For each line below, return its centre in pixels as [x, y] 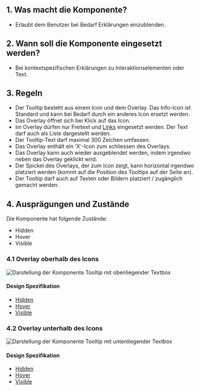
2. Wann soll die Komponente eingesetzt [84, 44]
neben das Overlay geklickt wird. [56, 159]
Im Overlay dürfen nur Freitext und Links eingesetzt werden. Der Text [101, 127]
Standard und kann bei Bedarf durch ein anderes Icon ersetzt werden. [102, 114]
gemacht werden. [37, 185]
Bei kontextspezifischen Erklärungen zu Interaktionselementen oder [100, 68]
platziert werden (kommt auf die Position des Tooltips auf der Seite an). [104, 172]
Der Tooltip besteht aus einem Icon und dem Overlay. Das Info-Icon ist [103, 108]
